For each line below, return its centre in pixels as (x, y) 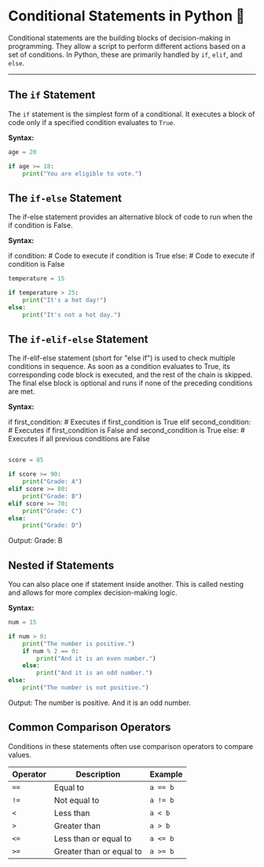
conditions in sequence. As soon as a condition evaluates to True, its (119, 367)
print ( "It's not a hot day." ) (72, 315)
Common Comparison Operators (90, 727)
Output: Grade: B (35, 540)
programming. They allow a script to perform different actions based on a (127, 46)
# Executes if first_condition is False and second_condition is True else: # (126, 430)
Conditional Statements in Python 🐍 (126, 16)
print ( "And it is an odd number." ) (95, 673)
